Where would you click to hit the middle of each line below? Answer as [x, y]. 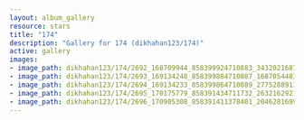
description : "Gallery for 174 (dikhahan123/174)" [107, 43]
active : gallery [40, 51]
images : [24, 60]
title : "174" [34, 34]
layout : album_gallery [52, 18]
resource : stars [40, 26]
